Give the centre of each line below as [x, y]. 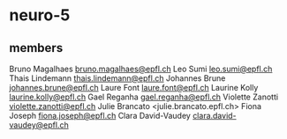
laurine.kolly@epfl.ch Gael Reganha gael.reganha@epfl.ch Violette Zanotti [144, 97]
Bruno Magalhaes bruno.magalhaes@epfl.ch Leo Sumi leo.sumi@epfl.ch [141, 69]
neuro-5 [40, 15]
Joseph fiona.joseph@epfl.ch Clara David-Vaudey [100, 116]
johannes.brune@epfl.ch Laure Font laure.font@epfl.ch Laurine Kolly [134, 88]
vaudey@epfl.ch [39, 125]
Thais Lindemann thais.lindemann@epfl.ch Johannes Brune [117, 78]
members [36, 48]
